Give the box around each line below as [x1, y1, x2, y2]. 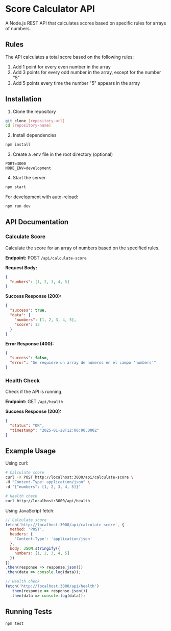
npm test [5, 621, 24, 626]
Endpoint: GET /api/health [5, 399, 63, 405]
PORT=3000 [5, 161, 27, 167]
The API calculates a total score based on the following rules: [5, 54, 134, 60]
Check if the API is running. [5, 389, 63, 395]
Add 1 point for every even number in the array [12, 63, 111, 69]
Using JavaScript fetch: [5, 507, 55, 513]
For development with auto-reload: [5, 194, 78, 200]
